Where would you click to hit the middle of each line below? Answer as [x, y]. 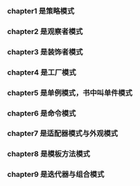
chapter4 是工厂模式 [42, 72]
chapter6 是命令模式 [42, 113]
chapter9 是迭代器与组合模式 [56, 174]
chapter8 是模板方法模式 [49, 154]
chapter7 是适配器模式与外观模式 [63, 134]
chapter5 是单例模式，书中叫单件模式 [70, 93]
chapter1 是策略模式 [41, 10]
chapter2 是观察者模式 [45, 31]
